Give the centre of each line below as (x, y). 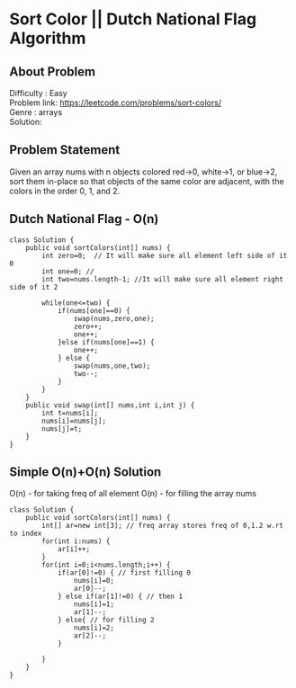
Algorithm (48, 38)
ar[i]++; (74, 550)
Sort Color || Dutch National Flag (133, 19)
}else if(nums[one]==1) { (106, 342)
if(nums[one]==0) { (94, 310)
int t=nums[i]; (70, 413)
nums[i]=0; (94, 581)
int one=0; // (68, 271)
